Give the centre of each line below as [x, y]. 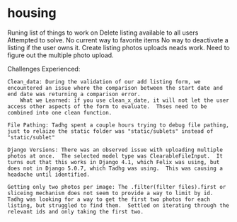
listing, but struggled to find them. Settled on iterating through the [118, 205]
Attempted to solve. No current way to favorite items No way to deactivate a [118, 40]
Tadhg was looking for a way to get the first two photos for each [109, 199]
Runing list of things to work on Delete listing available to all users [103, 33]
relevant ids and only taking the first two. [75, 211]
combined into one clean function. [60, 112]
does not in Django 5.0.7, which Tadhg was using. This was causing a [115, 168]
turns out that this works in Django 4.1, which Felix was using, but [114, 162]
